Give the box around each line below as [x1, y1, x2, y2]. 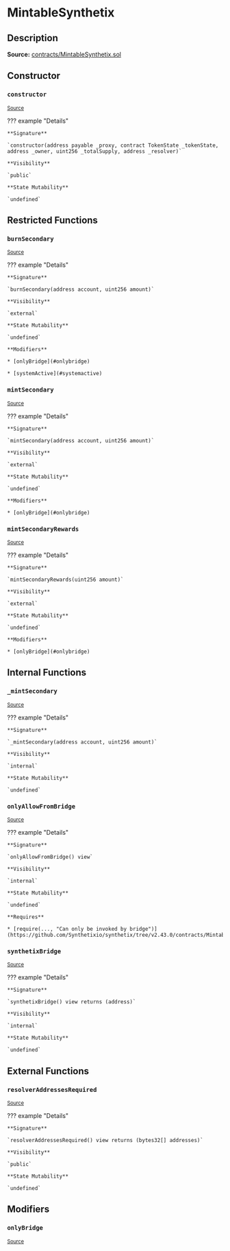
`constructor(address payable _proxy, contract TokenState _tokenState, [7, 142, 219, 149]
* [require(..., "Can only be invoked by [7, 925, 127, 932]
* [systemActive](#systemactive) [7, 370, 103, 377]
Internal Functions [7, 667, 87, 678]
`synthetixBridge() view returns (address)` [7, 999, 136, 1005]
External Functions [7, 1065, 90, 1077]
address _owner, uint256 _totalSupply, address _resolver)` [7, 147, 183, 155]
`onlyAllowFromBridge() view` [7, 853, 94, 860]
